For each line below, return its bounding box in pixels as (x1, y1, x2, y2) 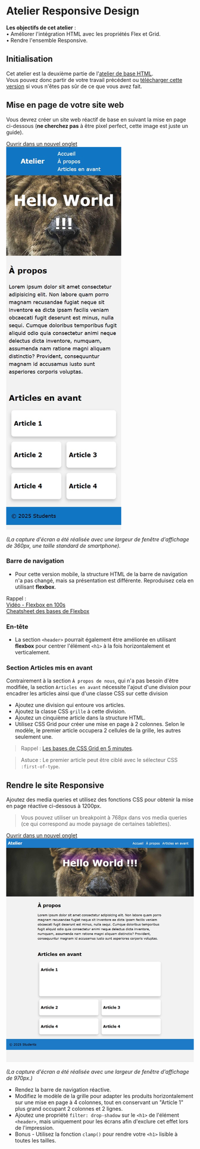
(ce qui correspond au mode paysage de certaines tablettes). (20, 821, 171, 828)
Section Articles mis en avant (6, 664, 93, 672)
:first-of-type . (20, 763, 61, 770)
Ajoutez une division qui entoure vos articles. (14, 702, 126, 709)
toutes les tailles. (14, 1137, 57, 1144)
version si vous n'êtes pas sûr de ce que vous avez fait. (6, 83, 142, 90)
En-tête (6, 622, 29, 630)
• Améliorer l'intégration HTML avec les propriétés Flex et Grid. (6, 30, 161, 37)
